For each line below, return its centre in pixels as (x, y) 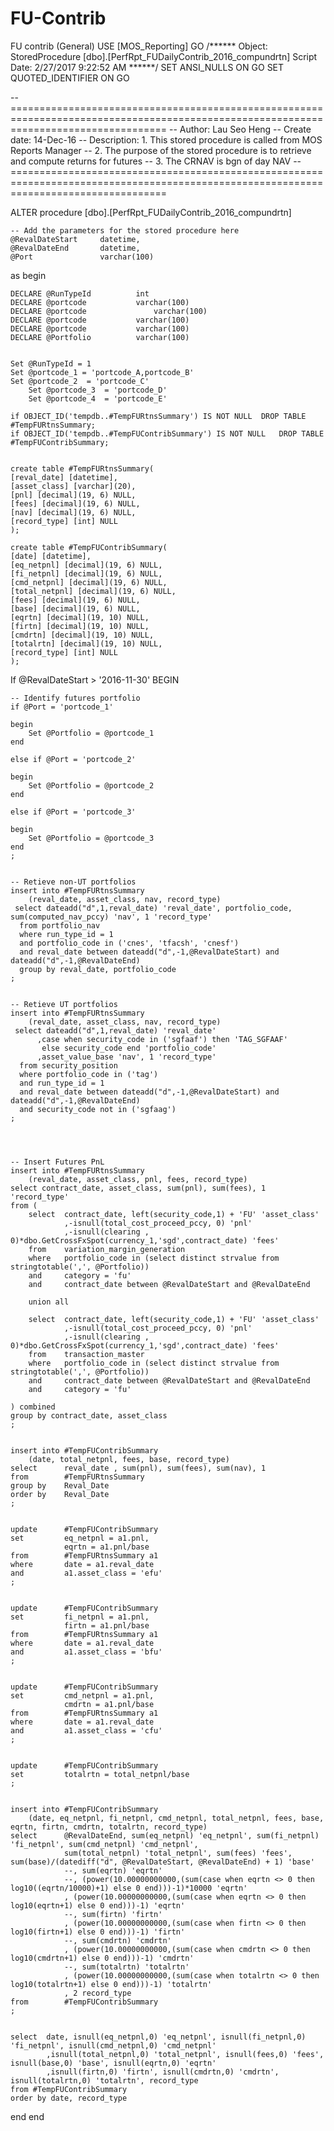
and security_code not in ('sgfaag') (98, 1109)
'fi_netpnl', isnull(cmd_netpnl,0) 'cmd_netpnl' (113, 2045)
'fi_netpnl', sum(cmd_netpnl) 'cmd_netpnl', (104, 1844)
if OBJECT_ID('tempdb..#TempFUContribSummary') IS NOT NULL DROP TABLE (167, 433)
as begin (28, 275)
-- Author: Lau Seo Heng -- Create (240, 129)
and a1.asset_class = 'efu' (86, 1573)
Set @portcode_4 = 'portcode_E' (98, 398)
